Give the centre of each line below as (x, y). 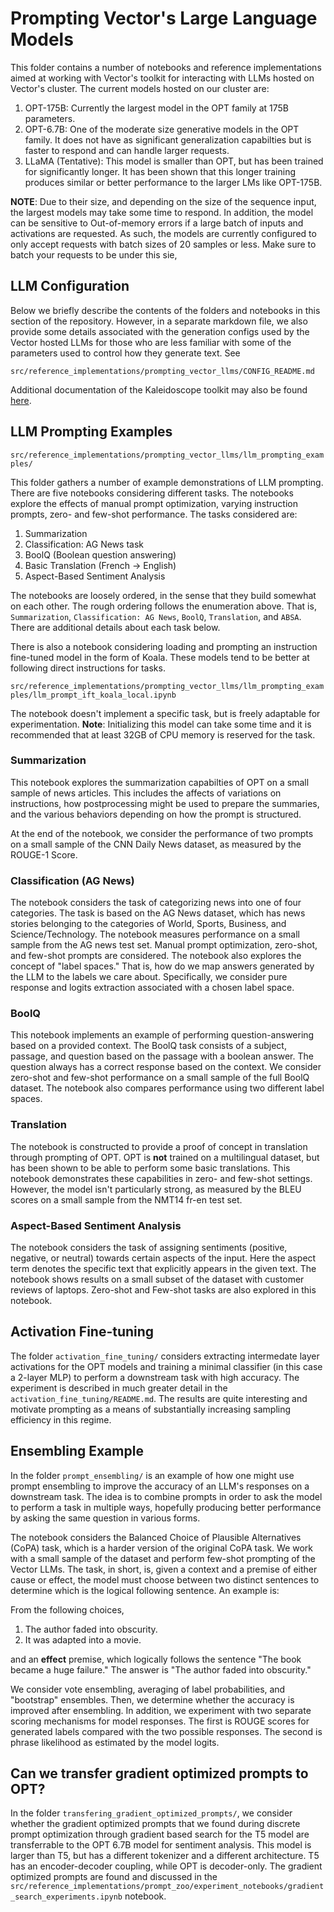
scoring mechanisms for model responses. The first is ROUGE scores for (160, 1721)
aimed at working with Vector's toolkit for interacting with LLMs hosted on (162, 78)
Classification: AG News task (84, 544)
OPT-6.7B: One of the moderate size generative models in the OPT (162, 129)
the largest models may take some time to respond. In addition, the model (162, 212)
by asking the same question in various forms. (105, 1518)
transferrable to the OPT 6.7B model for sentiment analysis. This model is (161, 1845)
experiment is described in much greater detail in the (119, 1388)
